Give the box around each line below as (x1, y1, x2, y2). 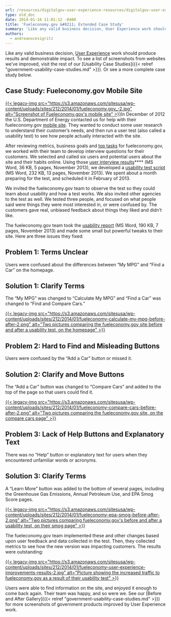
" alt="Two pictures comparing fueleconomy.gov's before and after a (17, 517, 162, 523)
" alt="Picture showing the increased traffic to (63, 569, 160, 576)
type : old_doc (5, 12, 36, 17)
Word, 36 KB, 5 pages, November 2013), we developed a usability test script (5, 164, 165, 170)
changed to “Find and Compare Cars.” (5, 301, 85, 307)
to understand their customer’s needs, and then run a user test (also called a (5, 127, 165, 133)
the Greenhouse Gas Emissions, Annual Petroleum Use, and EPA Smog (5, 491, 154, 497)
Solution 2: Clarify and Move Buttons (5, 370, 125, 379)
